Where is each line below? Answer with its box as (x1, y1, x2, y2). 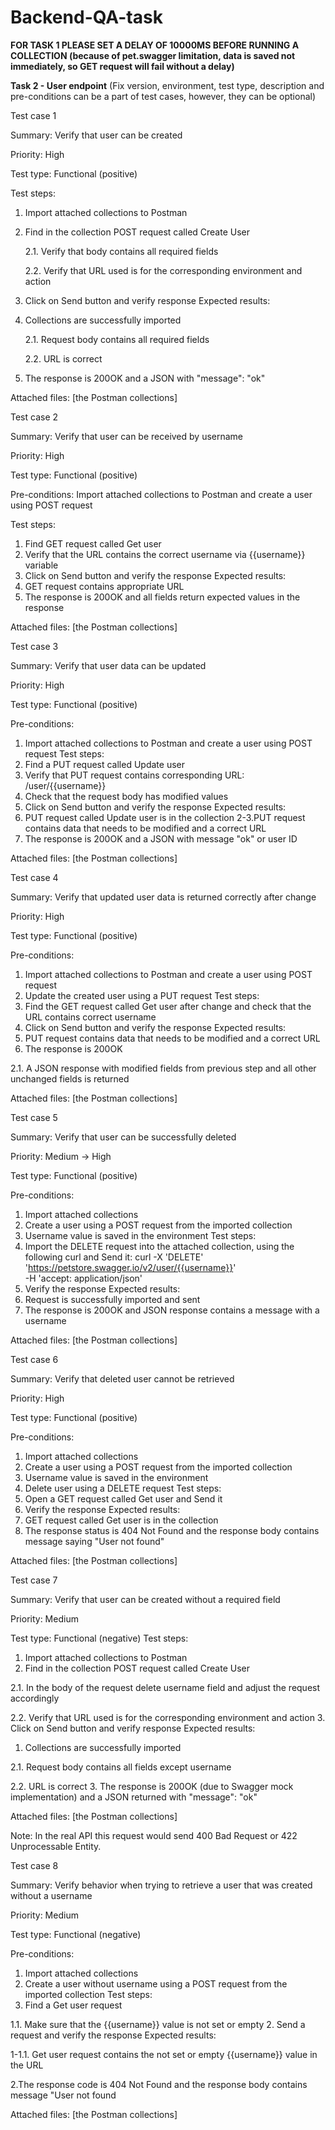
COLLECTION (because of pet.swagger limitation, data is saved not (10, 49, 296, 61)
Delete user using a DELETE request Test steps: (24, 1482, 222, 1494)
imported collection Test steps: (24, 1988, 153, 2000)
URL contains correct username (24, 1011, 157, 1023)
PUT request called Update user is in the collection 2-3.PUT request (24, 811, 306, 823)
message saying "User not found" (24, 1535, 165, 1547)
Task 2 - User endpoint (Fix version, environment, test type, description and (10, 79, 325, 91)
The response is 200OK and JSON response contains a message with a (24, 1304, 320, 1316)
